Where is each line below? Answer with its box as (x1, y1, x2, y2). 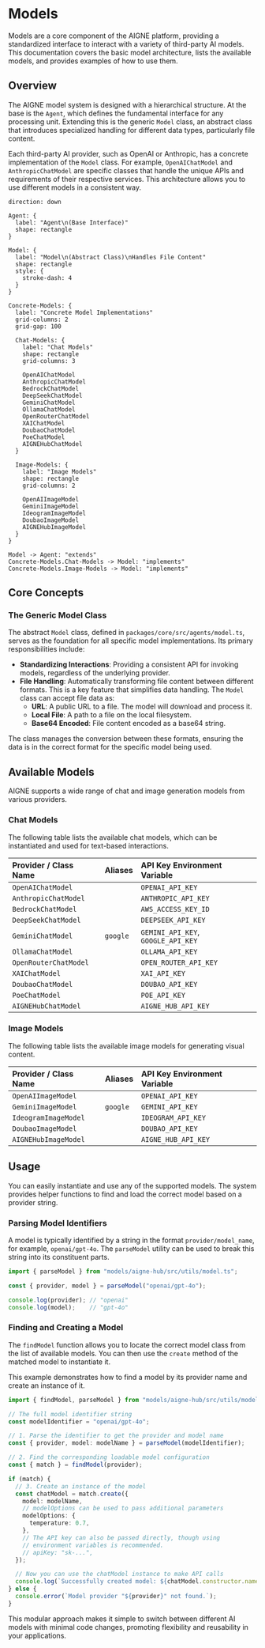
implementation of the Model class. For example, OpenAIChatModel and (8, 157, 233, 167)
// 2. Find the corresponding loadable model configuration (8, 1453, 211, 1461)
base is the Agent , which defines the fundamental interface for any (8, 108, 224, 118)
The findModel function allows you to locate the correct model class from (8, 1340, 246, 1349)
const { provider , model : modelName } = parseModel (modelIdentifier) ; (8, 1439, 245, 1447)
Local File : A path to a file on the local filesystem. (31, 710, 192, 720)
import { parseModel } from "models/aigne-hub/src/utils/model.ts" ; (8, 1267, 238, 1276)
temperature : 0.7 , (28, 1519, 90, 1527)
